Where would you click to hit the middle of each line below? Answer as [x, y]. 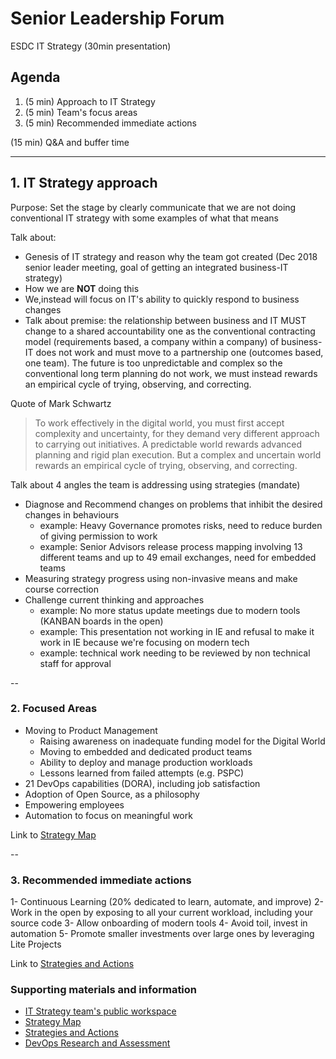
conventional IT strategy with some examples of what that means [144, 218]
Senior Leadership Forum [117, 18]
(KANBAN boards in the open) [101, 621]
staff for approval [75, 663]
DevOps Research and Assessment [97, 1043]
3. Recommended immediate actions [101, 880]
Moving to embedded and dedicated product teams [146, 751]
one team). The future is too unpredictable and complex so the [153, 363]
